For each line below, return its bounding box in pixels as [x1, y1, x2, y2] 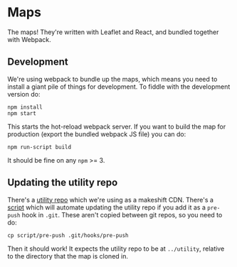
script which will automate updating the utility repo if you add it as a [7, 203, 206, 212]
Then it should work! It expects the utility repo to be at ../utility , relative [7, 244, 225, 253]
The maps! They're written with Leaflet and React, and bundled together [7, 28, 219, 36]
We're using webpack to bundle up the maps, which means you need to [7, 75, 218, 83]
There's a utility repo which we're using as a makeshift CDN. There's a [7, 195, 214, 204]
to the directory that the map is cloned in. [7, 251, 128, 260]
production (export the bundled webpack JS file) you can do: [7, 129, 186, 138]
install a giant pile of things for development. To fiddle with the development [7, 82, 231, 91]
